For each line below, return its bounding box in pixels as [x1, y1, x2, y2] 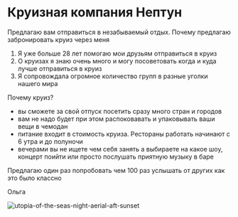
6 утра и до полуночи [17, 137, 83, 146]
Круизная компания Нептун [7, 4, 183, 21]
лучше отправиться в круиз [17, 64, 102, 73]
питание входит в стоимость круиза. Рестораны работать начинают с [17, 129, 231, 138]
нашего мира [17, 79, 58, 88]
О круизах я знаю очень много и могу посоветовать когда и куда [17, 56, 217, 65]
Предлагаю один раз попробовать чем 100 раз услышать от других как [7, 166, 225, 174]
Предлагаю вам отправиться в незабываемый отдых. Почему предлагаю [7, 28, 231, 36]
